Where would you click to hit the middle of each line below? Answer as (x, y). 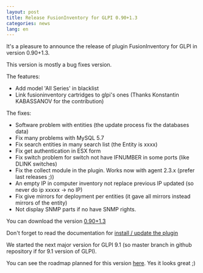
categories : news (28, 23)
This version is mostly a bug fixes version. (59, 65)
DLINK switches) (36, 164)
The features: (23, 76)
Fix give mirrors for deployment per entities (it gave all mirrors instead (103, 197)
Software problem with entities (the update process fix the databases (102, 125)
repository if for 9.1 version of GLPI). (52, 252)
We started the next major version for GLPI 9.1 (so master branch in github (99, 245)
